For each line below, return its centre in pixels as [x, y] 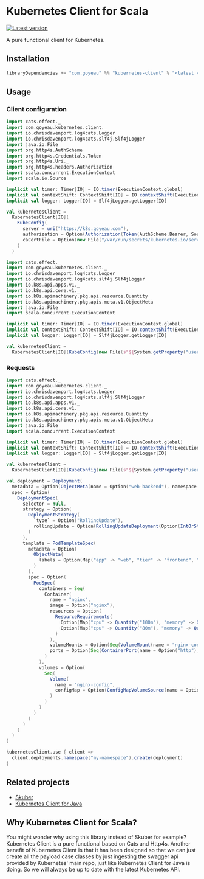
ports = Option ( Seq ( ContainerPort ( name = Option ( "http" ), [124, 651]
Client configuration [36, 109]
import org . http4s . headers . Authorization [59, 167]
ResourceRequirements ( [84, 617]
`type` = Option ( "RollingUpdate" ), [78, 521]
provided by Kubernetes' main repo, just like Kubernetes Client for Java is [98, 863]
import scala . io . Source [36, 179]
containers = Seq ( [62, 588]
